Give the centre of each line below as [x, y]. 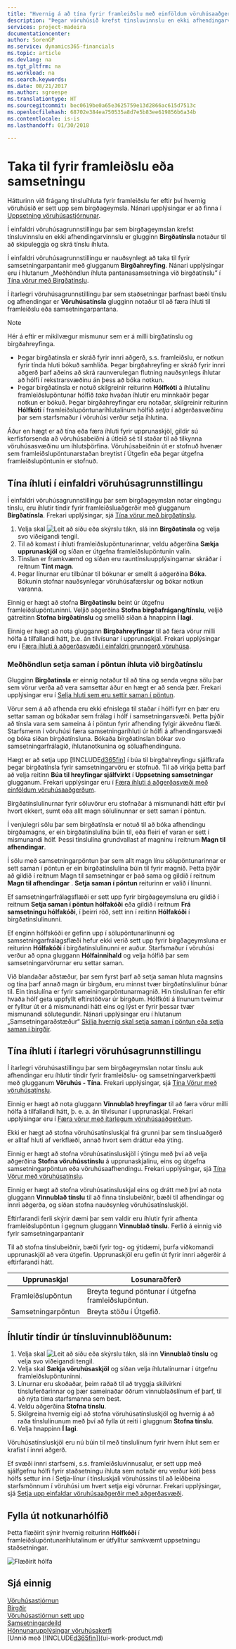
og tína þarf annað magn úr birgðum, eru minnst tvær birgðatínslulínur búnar [118, 983]
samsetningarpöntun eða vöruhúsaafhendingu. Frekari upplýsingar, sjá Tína [117, 1169]
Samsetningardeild [34, 1623]
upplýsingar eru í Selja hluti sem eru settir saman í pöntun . [91, 694]
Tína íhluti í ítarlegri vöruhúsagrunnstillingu [104, 1051]
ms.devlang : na [29, 60]
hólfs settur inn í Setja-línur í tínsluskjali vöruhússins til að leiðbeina [104, 1478]
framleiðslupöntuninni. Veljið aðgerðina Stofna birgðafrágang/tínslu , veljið [115, 610]
